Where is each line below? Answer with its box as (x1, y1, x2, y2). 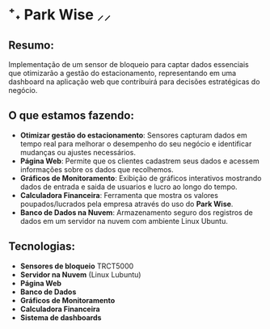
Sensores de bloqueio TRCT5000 (19, 261, 134, 271)
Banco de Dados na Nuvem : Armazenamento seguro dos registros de (19, 207, 253, 217)
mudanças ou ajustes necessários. (19, 147, 136, 157)
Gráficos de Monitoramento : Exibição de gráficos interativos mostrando (19, 173, 262, 183)
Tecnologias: (8, 239, 75, 254)
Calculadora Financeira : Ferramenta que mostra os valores (19, 190, 218, 200)
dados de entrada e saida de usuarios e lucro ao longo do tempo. (19, 182, 238, 192)
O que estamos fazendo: (8, 109, 135, 123)
